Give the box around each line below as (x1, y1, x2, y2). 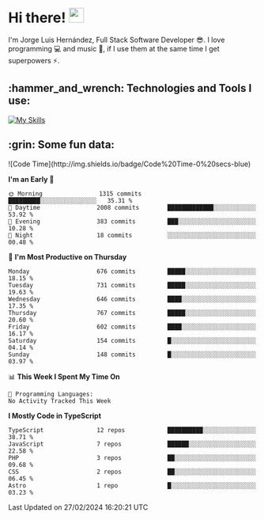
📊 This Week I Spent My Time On (8, 371, 120, 381)
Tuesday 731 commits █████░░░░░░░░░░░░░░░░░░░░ (8, 281, 257, 289)
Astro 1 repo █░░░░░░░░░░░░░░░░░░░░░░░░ (8, 481, 257, 489)
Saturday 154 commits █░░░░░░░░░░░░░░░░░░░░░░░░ (8, 336, 257, 344)
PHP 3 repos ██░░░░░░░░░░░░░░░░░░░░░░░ (8, 454, 257, 461)
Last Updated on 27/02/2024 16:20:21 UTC (8, 502, 149, 512)
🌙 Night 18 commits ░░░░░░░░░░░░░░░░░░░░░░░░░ (8, 231, 257, 239)
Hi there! (8, 9, 66, 27)
